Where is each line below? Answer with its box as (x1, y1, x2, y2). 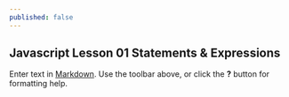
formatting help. (9, 78, 68, 89)
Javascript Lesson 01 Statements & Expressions (9, 46, 281, 61)
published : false (9, 12, 74, 22)
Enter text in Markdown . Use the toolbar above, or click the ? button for (9, 69, 269, 79)
